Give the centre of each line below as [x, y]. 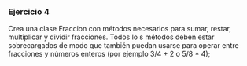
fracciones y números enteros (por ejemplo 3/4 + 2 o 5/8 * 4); [109, 54]
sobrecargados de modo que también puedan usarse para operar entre [124, 46]
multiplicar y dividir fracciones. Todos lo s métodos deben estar [111, 37]
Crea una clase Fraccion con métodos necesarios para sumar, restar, [120, 29]
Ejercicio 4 [29, 12]
